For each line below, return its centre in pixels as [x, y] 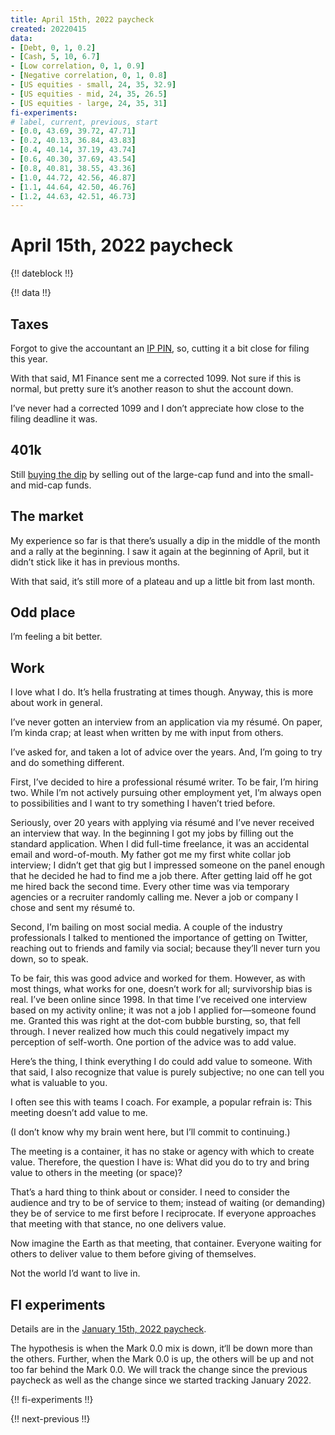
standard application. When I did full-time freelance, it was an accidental [160, 844]
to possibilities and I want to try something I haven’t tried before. [143, 803]
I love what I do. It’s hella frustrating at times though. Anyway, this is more [162, 692]
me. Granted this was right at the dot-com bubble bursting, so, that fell [155, 1021]
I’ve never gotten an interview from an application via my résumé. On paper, [166, 722]
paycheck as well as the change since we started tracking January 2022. [161, 1380]
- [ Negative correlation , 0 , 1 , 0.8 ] [89, 76]
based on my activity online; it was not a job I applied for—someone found [163, 1010]
